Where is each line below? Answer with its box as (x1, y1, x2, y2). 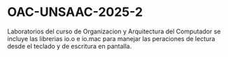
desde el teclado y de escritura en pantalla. (7, 42, 132, 50)
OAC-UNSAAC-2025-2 (7, 4, 143, 20)
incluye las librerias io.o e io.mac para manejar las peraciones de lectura (7, 34, 215, 42)
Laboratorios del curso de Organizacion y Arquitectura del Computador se (7, 27, 221, 35)
